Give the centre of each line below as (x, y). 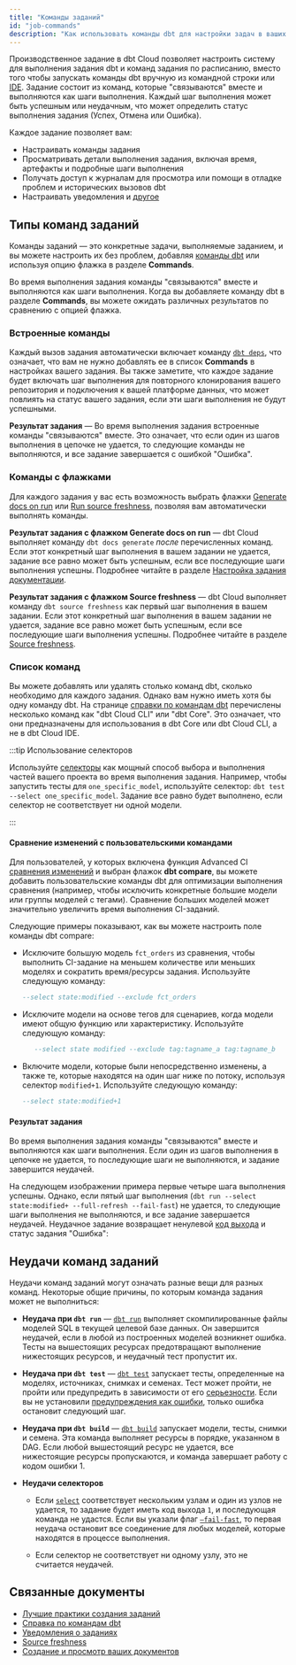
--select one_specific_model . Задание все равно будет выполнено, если (146, 796)
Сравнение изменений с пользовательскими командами (121, 842)
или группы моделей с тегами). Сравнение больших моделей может (139, 900)
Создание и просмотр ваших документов (100, 1651)
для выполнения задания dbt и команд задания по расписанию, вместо (145, 68)
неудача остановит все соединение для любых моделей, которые (160, 1528)
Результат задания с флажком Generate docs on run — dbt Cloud (134, 532)
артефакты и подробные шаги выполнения (102, 168)
